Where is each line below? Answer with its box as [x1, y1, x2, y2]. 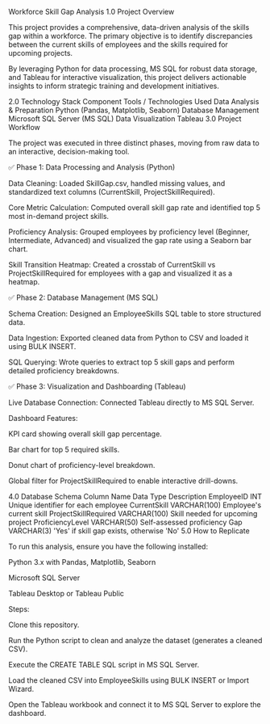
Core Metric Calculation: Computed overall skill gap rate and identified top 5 [8, 203, 260, 213]
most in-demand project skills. [8, 212, 110, 221]
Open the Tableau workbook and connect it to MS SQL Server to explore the [8, 700, 261, 709]
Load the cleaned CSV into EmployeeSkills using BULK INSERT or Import [8, 676, 250, 685]
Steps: [8, 604, 30, 613]
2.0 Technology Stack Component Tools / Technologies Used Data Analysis [8, 97, 260, 106]
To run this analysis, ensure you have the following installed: [8, 541, 208, 551]
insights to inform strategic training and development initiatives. [8, 81, 220, 90]
